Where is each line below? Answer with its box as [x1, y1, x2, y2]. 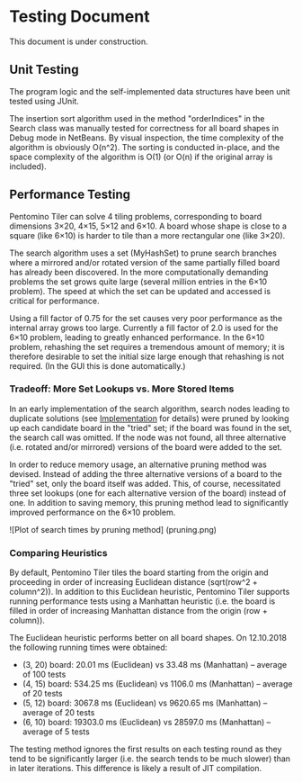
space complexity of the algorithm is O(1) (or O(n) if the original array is [9, 151, 273, 162]
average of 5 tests [22, 726, 90, 737]
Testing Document [9, 6, 150, 27]
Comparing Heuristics [9, 546, 108, 559]
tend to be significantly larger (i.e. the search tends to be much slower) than [9, 753, 290, 764]
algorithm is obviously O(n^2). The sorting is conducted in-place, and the [9, 141, 280, 152]
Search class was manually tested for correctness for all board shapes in [9, 122, 280, 133]
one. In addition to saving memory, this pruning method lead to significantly [9, 497, 289, 508]
